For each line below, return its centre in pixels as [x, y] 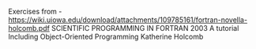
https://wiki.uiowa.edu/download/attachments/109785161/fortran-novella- [128, 20]
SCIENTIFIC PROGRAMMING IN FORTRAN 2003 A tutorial [145, 28]
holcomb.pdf [29, 28]
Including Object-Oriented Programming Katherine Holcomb [106, 36]
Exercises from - [35, 11]
